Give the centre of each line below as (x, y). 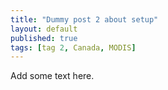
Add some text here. (52, 76)
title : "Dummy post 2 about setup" (84, 19)
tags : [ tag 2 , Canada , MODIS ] (73, 47)
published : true (44, 38)
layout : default (44, 29)
